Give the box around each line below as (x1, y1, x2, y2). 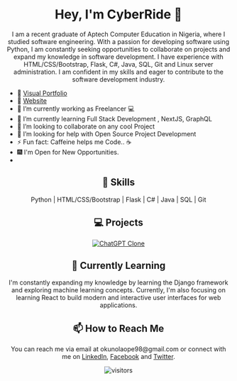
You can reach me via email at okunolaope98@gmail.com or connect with (11, 345, 226, 353)
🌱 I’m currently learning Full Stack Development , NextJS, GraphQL (16, 114, 212, 123)
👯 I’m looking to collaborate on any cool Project (16, 122, 155, 131)
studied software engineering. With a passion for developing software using (7, 37, 230, 45)
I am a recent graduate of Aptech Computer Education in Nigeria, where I (11, 30, 226, 38)
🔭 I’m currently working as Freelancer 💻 (16, 104, 135, 113)
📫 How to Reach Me (72, 322, 165, 334)
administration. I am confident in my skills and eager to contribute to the (13, 67, 224, 76)
